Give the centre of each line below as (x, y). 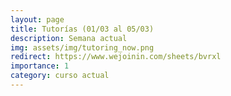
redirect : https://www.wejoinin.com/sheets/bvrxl (116, 57)
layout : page (37, 19)
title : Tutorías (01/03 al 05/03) (82, 29)
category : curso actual (60, 76)
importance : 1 (40, 66)
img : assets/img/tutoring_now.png (82, 47)
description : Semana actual (69, 38)
